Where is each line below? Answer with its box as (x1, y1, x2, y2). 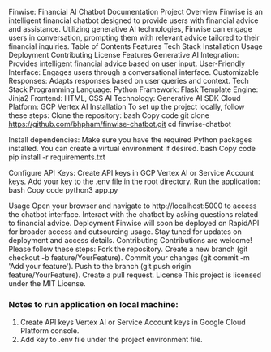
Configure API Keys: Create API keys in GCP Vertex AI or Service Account (8, 168, 255, 177)
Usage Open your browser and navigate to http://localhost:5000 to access (8, 201, 257, 211)
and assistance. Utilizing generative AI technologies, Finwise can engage (8, 24, 253, 33)
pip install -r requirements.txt (8, 152, 105, 162)
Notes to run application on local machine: (8, 298, 179, 310)
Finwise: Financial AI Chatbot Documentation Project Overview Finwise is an (8, 7, 264, 16)
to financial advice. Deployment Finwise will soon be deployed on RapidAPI (8, 219, 260, 228)
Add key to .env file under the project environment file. (19, 335, 203, 345)
